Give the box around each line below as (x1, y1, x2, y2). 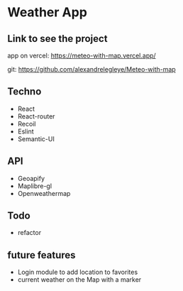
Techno (7, 86, 42, 98)
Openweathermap (17, 189, 71, 197)
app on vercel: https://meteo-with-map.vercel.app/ (7, 51, 156, 60)
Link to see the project (7, 33, 108, 45)
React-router (17, 111, 55, 121)
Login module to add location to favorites (17, 268, 138, 277)
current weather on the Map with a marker (17, 275, 142, 284)
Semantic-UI (17, 134, 55, 143)
